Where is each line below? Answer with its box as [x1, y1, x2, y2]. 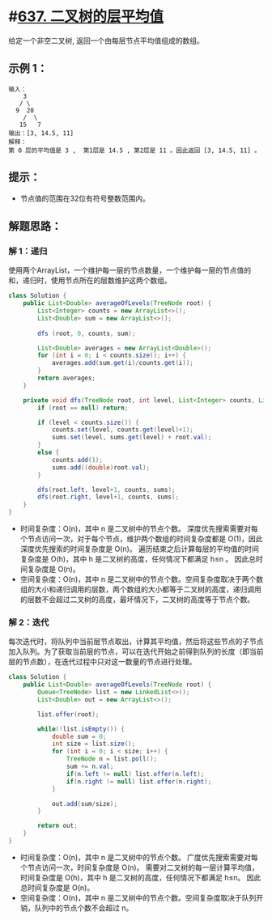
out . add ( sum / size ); [51, 799, 117, 808]
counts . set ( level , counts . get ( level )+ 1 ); [51, 426, 194, 434]
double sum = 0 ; [51, 732, 107, 740]
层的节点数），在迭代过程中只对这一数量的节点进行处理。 [8, 657, 197, 667]
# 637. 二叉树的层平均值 [8, 7, 164, 26]
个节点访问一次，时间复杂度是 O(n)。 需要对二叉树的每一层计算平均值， [19, 863, 259, 872]
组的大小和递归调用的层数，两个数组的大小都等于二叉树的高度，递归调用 [19, 584, 261, 594]
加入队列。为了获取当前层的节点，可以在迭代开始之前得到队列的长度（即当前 [8, 647, 264, 656]
